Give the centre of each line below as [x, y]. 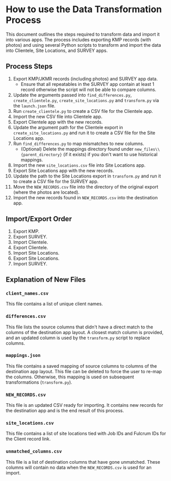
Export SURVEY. [30, 236]
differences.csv [26, 317]
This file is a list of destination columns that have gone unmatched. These [83, 462]
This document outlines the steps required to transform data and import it [83, 34]
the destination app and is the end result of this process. [65, 411]
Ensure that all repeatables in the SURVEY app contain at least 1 [88, 84]
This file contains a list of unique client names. [54, 304]
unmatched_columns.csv [34, 452]
